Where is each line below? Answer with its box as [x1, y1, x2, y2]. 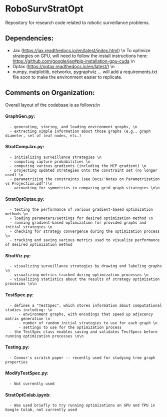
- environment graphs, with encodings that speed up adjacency [18, 311, 153, 317]
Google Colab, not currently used [5, 407, 77, 412]
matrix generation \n [5, 316, 50, 321]
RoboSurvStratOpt [5, 3, 84, 15]
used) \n [5, 172, 23, 177]
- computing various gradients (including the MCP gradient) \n [9, 163, 146, 168]
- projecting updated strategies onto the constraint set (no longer [9, 168, 157, 173]
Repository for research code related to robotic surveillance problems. [5, 20, 150, 26]
